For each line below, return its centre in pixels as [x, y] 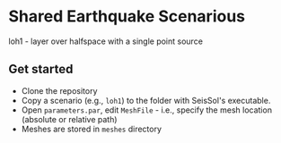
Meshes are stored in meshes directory [92, 129]
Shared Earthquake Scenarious [127, 17]
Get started [41, 69]
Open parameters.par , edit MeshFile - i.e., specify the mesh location [147, 110]
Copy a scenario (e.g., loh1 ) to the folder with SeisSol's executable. [146, 100]
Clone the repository [59, 90]
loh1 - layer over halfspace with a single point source [106, 41]
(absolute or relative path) [69, 119]
